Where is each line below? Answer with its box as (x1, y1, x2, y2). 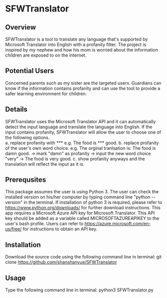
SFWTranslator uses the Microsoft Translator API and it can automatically (5, 118, 156, 124)
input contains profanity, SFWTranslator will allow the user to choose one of (5, 129, 161, 135)
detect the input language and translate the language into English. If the (5, 124, 152, 130)
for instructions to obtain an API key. (22, 226, 97, 232)
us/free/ (5, 226, 22, 232)
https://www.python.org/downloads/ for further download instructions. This (5, 205, 161, 211)
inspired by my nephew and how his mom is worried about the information (5, 47, 158, 53)
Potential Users (5, 67, 54, 75)
